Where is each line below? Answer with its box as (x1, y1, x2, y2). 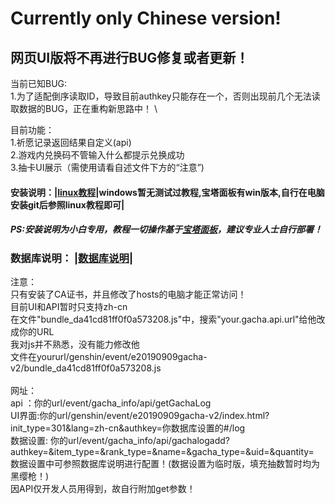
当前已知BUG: (10, 78, 68, 89)
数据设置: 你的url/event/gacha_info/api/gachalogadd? (10, 434, 231, 446)
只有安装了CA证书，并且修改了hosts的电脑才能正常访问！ (10, 288, 247, 300)
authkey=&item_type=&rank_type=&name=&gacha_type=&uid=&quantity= (10, 445, 315, 457)
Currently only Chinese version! (10, 7, 282, 30)
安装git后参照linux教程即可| (10, 198, 125, 211)
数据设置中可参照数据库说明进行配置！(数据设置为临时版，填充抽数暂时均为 (10, 457, 321, 469)
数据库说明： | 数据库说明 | (10, 251, 133, 265)
